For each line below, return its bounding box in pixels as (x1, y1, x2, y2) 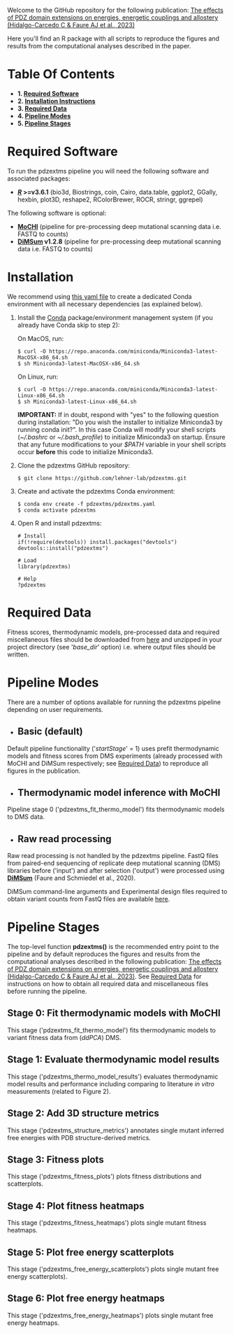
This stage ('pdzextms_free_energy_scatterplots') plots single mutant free (7, 1265, 219, 1273)
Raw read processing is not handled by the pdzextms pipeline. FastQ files (7, 852, 219, 860)
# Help (17, 575, 37, 582)
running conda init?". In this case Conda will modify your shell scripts (17, 425, 217, 433)
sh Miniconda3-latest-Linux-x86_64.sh (24, 398, 137, 405)
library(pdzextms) (17, 563, 71, 570)
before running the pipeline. (7, 987, 87, 996)
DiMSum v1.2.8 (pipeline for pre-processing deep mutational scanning (17, 237, 221, 246)
